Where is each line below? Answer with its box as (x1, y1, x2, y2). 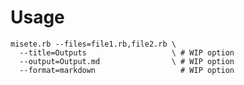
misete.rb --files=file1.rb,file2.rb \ (10, 39, 177, 49)
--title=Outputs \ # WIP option (19, 47, 235, 58)
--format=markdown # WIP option (19, 65, 235, 75)
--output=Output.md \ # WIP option (19, 56, 235, 66)
